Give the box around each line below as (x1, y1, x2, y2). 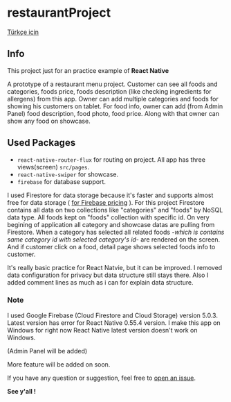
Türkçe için (7, 28, 39, 36)
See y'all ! (7, 387, 37, 395)
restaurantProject (7, 5, 111, 21)
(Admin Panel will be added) (7, 346, 88, 355)
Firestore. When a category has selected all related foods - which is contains (7, 228, 225, 236)
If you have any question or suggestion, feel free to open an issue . (7, 374, 196, 382)
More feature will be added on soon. (7, 360, 111, 369)
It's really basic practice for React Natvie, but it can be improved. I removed (7, 263, 223, 271)
